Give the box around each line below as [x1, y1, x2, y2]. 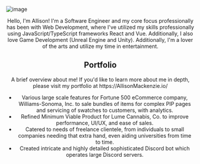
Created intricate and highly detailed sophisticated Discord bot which [20, 144, 190, 152]
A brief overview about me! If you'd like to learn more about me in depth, [11, 75, 190, 83]
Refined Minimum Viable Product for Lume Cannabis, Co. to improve [20, 113, 189, 120]
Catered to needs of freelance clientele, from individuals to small [25, 126, 184, 133]
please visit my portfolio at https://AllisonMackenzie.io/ [32, 82, 168, 89]
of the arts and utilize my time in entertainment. [42, 42, 159, 50]
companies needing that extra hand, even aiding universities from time [18, 132, 192, 139]
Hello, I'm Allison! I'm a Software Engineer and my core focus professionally [7, 17, 194, 24]
